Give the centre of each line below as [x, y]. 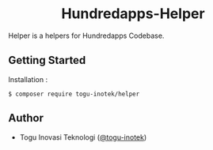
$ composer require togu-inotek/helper [74, 94]
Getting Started [47, 60]
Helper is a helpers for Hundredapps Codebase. [86, 36]
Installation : [28, 79]
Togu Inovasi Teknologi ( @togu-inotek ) [83, 137]
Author [26, 118]
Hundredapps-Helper [133, 14]
